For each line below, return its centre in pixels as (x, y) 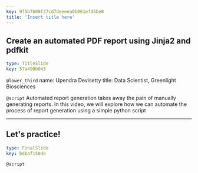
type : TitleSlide (27, 64)
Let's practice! (33, 134)
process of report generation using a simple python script (76, 111)
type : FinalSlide (27, 148)
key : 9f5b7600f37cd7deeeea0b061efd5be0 (55, 11)
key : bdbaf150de (26, 154)
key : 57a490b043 (26, 69)
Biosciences (21, 86)
